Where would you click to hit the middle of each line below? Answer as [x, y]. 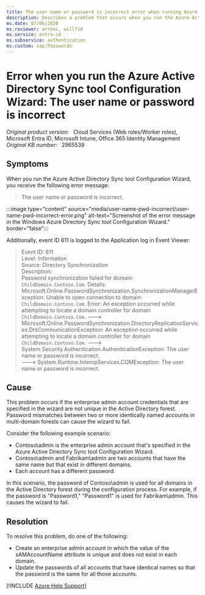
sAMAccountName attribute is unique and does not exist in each [96, 555]
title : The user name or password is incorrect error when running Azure [102, 12]
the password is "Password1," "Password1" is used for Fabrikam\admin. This [102, 496]
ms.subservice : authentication [46, 40]
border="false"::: [27, 228]
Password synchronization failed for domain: [77, 277]
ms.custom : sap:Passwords [39, 46]
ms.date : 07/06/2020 [33, 23]
